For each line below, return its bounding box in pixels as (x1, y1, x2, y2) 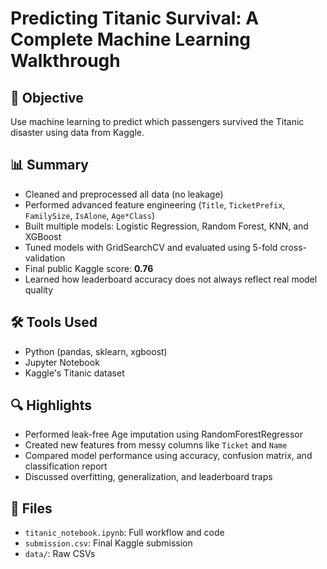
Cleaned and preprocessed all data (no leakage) (24, 188, 224, 200)
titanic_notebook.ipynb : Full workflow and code (24, 527, 225, 539)
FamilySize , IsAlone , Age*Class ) (24, 209, 156, 221)
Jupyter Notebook (24, 356, 100, 368)
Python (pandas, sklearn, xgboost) (24, 345, 168, 357)
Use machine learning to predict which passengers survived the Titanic (10, 116, 305, 127)
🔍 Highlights (10, 397, 92, 414)
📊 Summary (10, 157, 89, 174)
